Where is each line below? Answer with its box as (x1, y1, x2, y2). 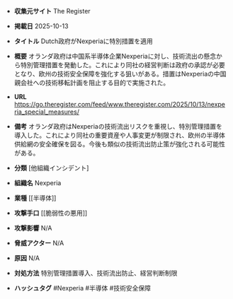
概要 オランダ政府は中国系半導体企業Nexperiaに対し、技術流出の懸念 (13, 52, 217, 60)
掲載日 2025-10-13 (13, 22, 69, 30)
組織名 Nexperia (13, 179, 62, 187)
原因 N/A (13, 254, 40, 262)
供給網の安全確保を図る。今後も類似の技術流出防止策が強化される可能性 (13, 140, 225, 148)
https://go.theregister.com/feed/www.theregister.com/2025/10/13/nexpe (13, 100, 225, 108)
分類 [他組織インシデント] (13, 164, 89, 172)
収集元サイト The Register (13, 7, 91, 15)
